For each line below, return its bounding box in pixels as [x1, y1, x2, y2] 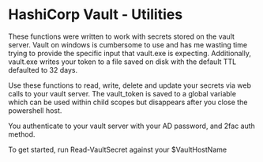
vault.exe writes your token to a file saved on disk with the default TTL [8, 57, 237, 66]
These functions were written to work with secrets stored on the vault [8, 32, 235, 41]
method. [8, 129, 36, 139]
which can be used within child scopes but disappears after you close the [8, 97, 248, 107]
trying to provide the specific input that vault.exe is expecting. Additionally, [8, 48, 251, 58]
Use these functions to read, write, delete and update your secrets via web [8, 81, 251, 90]
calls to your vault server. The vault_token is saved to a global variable [8, 89, 237, 98]
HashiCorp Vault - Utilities [8, 6, 183, 24]
